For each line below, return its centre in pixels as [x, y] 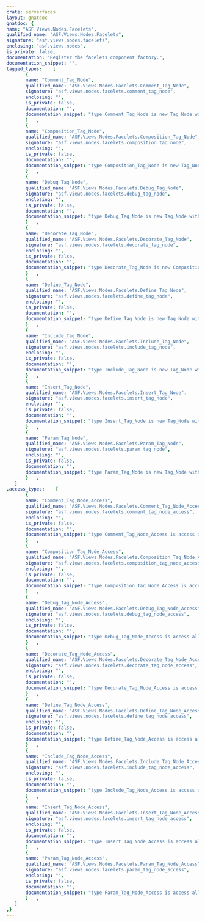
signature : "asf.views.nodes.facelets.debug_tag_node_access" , [107, 614]
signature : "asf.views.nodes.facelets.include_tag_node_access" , [110, 767]
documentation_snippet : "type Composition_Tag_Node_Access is [106, 586]
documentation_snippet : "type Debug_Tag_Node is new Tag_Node [106, 217]
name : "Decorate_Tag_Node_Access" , [70, 654]
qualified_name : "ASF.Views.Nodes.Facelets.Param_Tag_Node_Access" [113, 864]
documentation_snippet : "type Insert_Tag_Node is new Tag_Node [107, 421]
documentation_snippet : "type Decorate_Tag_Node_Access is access [112, 688]
